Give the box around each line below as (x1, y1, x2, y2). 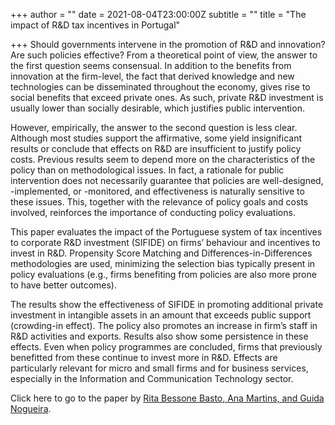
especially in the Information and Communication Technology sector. (10, 373, 294, 384)
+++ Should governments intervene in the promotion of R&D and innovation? (10, 39, 326, 50)
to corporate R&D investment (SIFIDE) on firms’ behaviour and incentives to (10, 237, 321, 248)
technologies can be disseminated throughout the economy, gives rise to (10, 81, 311, 93)
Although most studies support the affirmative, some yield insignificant (10, 132, 302, 144)
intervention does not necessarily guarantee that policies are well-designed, (10, 175, 324, 186)
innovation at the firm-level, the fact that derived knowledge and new (10, 70, 295, 82)
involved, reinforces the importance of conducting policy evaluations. (10, 207, 296, 218)
